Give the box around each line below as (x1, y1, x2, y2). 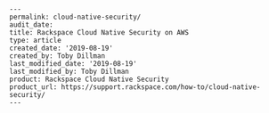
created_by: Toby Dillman (9, 52, 105, 61)
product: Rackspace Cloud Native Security (9, 75, 169, 84)
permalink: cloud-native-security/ (9, 12, 142, 21)
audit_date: (9, 20, 53, 29)
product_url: (9, 83, 58, 92)
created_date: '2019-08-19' (9, 44, 114, 52)
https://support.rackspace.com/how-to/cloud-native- (61, 83, 261, 92)
